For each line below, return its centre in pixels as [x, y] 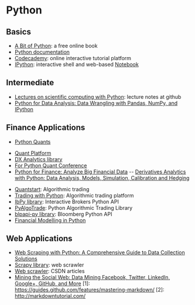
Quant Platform [33, 153]
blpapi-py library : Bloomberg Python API [63, 214]
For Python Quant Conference [51, 165]
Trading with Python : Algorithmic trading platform [74, 195]
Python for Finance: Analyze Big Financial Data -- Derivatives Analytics [100, 171]
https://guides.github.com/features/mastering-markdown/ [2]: [89, 290]
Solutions [26, 259]
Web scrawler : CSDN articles [49, 271]
